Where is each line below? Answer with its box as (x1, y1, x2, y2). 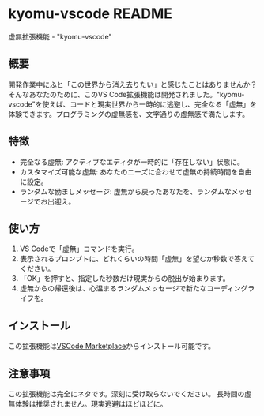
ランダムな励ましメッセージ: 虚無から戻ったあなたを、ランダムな (19, 186, 232, 196)
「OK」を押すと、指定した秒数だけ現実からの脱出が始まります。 (19, 274, 230, 283)
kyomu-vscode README (8, 5, 172, 23)
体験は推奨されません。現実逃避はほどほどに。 (14, 399, 168, 408)
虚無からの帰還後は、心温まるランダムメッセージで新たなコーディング (19, 283, 248, 293)
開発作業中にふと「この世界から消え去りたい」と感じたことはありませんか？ (8, 80, 258, 89)
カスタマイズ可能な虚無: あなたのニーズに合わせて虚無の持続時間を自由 (19, 167, 252, 176)
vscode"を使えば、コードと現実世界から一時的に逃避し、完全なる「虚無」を (8, 99, 257, 109)
